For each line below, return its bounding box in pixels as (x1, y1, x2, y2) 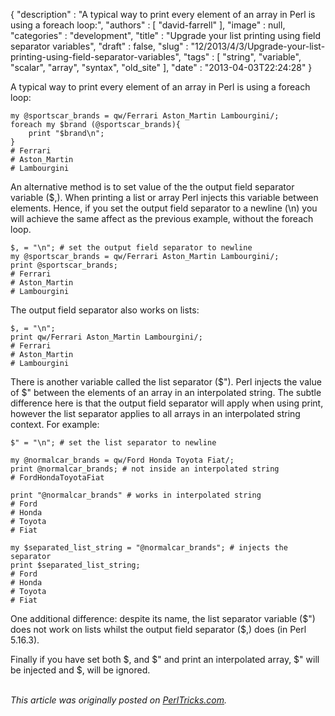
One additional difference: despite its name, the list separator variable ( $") (10, 613, 316, 624)
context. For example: (10, 419, 100, 430)
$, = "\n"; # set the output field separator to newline (10, 243, 253, 253)
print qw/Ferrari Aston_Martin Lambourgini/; (10, 332, 203, 342)
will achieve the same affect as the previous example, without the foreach (10, 213, 314, 224)
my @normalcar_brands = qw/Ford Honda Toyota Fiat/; (10, 455, 235, 465)
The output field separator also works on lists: (10, 304, 200, 316)
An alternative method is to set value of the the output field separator (10, 181, 295, 193)
